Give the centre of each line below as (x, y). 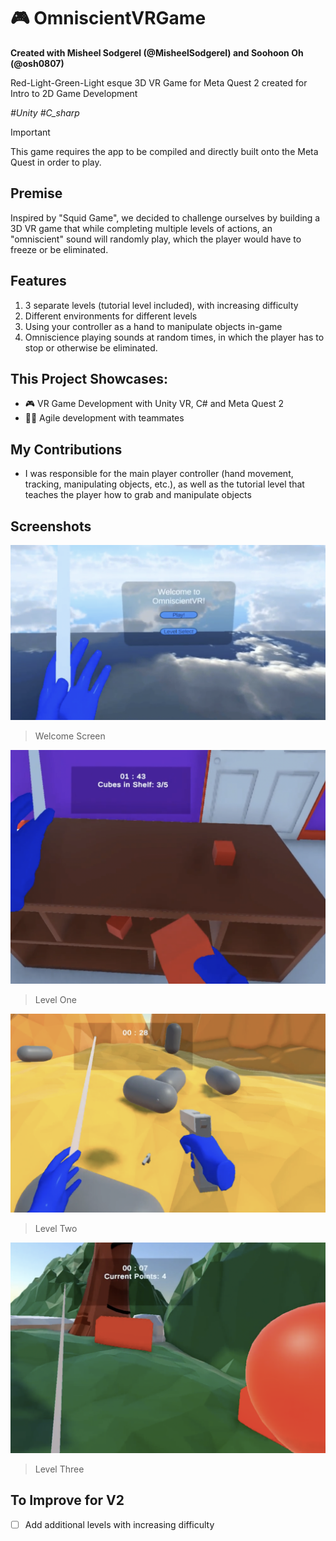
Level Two (56, 1228)
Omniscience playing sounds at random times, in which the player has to (174, 337)
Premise (36, 193)
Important (30, 132)
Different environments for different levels (111, 316)
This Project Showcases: (89, 378)
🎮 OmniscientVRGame (108, 18)
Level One (55, 1000)
